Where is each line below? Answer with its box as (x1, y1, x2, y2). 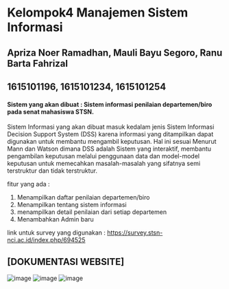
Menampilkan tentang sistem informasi (16, 201, 127, 209)
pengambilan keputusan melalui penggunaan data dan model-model (7, 152, 200, 160)
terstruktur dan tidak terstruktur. (7, 167, 98, 175)
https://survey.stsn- (107, 228, 163, 237)
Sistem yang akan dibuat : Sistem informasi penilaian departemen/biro (7, 100, 213, 108)
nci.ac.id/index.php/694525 (7, 236, 86, 244)
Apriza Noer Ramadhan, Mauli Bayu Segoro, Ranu (7, 47, 223, 58)
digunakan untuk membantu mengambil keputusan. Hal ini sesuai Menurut (7, 138, 217, 146)
